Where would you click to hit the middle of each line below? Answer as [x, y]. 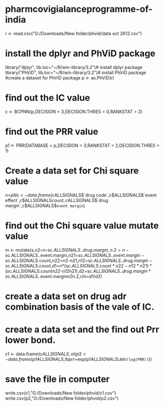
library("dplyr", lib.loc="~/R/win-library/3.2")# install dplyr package [74, 67]
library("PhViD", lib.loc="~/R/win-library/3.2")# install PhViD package [76, 72]
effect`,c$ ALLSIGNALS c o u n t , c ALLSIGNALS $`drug [57, 200]
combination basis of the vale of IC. [80, 307]
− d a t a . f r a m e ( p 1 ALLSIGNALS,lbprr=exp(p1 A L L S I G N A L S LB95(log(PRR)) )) [79, 359]
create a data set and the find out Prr [82, 330]
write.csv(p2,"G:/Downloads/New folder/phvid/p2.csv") [62, 398]
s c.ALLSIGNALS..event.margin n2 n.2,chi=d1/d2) [54, 276]
